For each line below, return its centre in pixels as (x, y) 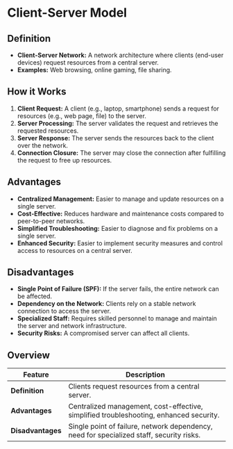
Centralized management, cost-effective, (136, 407)
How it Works (37, 92)
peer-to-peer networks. (51, 221)
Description (145, 375)
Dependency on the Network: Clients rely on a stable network (106, 304)
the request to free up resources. (64, 160)
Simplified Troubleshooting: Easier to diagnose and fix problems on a (118, 228)
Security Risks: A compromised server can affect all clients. (103, 333)
